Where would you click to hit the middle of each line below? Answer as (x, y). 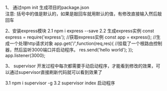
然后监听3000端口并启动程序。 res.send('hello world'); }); (73, 50)
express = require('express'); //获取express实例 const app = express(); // (81, 37)
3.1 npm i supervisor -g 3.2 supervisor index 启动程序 (60, 83)
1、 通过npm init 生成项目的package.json (47, 7)
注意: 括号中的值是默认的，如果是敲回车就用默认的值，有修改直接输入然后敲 (83, 14)
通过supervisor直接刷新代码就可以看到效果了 (56, 72)
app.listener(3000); (25, 55)
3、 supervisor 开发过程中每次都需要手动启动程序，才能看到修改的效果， (80, 66)
